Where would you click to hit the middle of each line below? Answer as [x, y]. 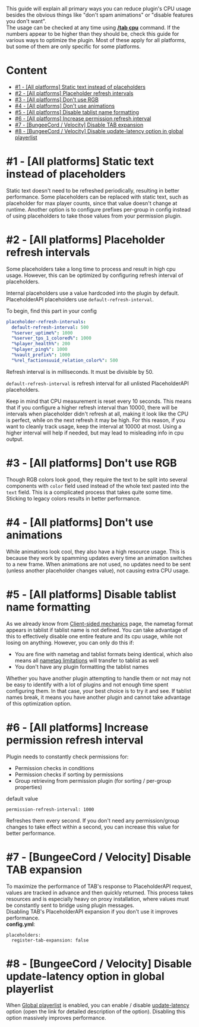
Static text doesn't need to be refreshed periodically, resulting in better [93, 190]
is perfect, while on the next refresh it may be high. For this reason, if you [96, 420]
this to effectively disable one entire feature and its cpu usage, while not [94, 636]
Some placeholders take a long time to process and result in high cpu [91, 269]
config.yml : [21, 924]
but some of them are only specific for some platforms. [74, 46]
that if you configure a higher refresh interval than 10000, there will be [92, 407]
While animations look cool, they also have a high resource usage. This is [96, 552]
